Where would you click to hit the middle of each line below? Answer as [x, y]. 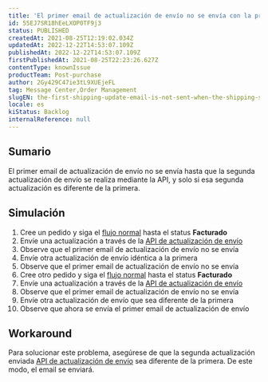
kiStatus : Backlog [39, 112]
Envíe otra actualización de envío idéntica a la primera [108, 258]
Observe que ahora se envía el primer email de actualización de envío [134, 309]
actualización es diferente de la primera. [75, 187]
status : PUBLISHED [39, 30]
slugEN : [21, 97]
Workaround [40, 333]
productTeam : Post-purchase [55, 75]
